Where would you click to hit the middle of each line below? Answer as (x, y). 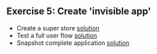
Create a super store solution (58, 28)
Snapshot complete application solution (73, 43)
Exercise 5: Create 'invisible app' (79, 11)
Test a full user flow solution (57, 35)
